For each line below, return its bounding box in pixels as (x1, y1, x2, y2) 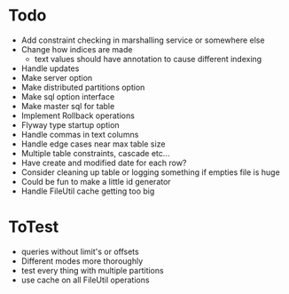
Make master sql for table (20, 100, 115, 111)
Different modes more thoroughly (20, 255, 144, 266)
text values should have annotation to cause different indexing (34, 53, 262, 64)
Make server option (20, 72, 93, 83)
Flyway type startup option (20, 119, 121, 130)
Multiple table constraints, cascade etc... (20, 147, 170, 158)
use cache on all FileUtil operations (20, 274, 150, 285)
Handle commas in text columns (20, 129, 139, 139)
